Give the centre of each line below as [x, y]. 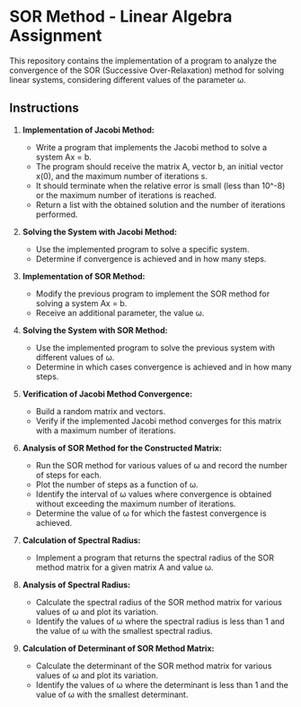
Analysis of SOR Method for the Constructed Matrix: [122, 448]
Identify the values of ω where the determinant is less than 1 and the [162, 684]
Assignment [56, 36]
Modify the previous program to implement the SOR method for [153, 294]
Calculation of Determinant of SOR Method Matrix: [118, 648]
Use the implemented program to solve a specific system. [142, 249]
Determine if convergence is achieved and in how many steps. [151, 258]
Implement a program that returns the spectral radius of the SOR [155, 557]
